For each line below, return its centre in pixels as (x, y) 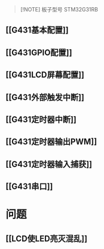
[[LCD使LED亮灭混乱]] (47, 238)
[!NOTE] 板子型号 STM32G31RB (59, 9)
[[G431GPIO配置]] (39, 53)
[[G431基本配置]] (37, 30)
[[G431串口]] (29, 187)
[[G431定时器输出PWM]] (51, 142)
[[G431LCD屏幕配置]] (45, 75)
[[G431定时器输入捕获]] (49, 164)
